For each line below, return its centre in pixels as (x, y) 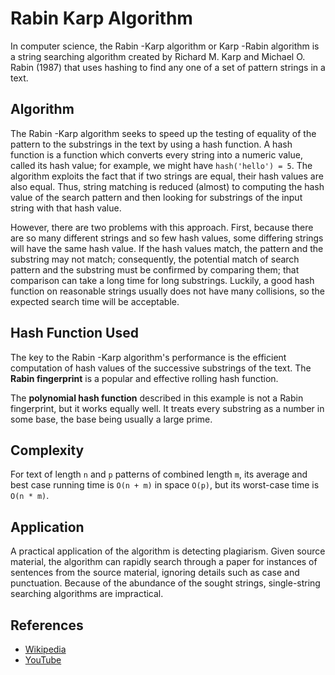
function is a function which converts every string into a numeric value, (156, 154)
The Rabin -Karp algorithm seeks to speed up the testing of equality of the (163, 133)
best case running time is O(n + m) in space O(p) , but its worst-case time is (165, 485)
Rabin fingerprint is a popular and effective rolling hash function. (144, 378)
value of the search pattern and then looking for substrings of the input (156, 197)
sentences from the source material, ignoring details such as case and (155, 573)
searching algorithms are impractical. (87, 594)
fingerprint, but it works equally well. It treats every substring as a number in (167, 408)
